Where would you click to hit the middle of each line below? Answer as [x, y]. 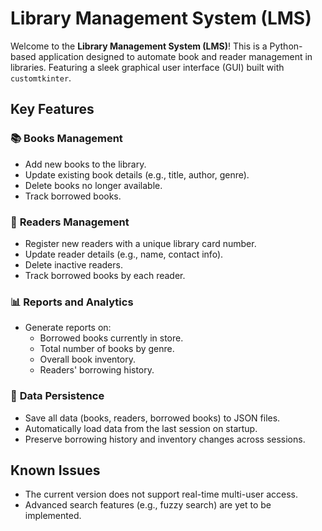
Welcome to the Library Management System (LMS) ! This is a [139, 46]
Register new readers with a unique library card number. [140, 243]
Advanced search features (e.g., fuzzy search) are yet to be [148, 505]
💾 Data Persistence [57, 396]
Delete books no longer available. [93, 185]
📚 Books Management [66, 139]
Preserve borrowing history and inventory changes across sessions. [165, 439]
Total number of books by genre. [107, 349]
